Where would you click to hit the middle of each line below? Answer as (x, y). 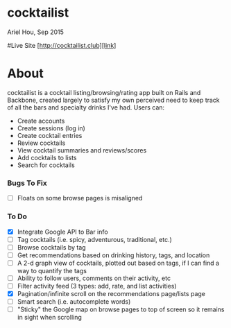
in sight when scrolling (49, 318)
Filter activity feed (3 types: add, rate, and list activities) (97, 286)
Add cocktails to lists (47, 157)
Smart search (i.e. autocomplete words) (74, 302)
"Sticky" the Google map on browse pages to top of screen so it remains (121, 309)
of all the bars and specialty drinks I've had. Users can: (86, 107)
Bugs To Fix (27, 183)
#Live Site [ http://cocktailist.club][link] (62, 45)
